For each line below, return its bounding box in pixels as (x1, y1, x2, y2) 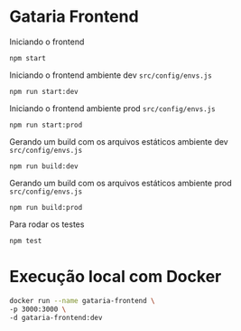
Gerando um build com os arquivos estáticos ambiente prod (9, 177, 232, 188)
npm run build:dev (9, 161, 79, 171)
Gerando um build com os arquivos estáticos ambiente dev (9, 136, 228, 147)
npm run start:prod (9, 120, 83, 129)
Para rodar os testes (9, 219, 85, 230)
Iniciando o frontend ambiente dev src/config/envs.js (9, 70, 212, 80)
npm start (9, 53, 47, 62)
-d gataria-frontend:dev (9, 313, 103, 322)
